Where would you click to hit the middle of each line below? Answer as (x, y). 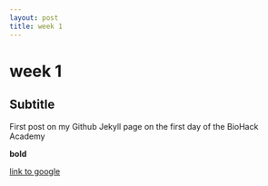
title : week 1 (36, 26)
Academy (27, 136)
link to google (35, 171)
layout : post (34, 18)
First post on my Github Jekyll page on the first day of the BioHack (134, 126)
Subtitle (32, 105)
